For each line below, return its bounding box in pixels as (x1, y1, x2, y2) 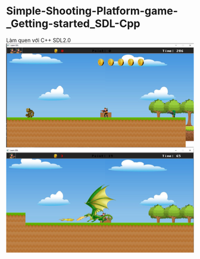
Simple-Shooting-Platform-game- (6, 4, 179, 18)
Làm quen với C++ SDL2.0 (6, 36, 71, 44)
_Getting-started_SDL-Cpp (6, 17, 140, 30)
